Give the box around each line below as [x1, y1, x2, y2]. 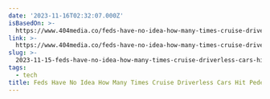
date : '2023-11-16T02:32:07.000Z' [8, 11, 125, 20]
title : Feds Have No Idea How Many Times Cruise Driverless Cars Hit [8, 78, 247, 86]
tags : [8, 64, 27, 72]
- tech [15, 71, 38, 79]
